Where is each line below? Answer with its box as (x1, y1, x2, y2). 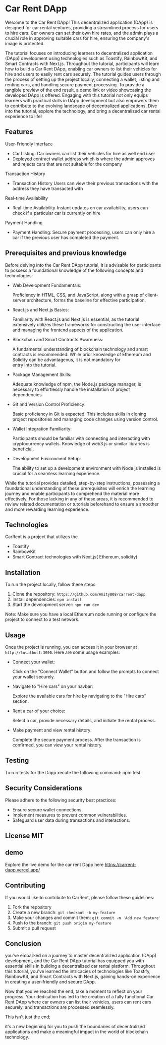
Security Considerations (5, 784, 83, 793)
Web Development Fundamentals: (12, 282, 82, 288)
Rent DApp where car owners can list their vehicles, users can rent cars (5, 999, 152, 1005)
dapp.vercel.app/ (5, 866, 41, 873)
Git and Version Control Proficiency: (12, 401, 86, 407)
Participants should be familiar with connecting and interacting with (12, 435, 150, 441)
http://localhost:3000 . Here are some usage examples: (5, 649, 120, 655)
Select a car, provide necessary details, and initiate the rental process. (12, 718, 156, 723)
